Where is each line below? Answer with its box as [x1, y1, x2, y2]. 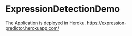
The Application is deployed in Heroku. [5, 20, 86, 26]
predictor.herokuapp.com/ [5, 25, 59, 31]
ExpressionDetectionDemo [5, 3, 120, 15]
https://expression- [86, 20, 127, 26]
